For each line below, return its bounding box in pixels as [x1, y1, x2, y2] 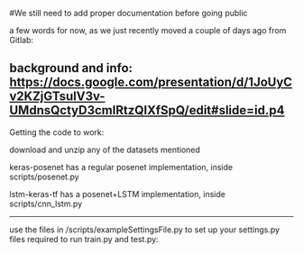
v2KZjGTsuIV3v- [9, 89, 106, 104]
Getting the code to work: [9, 126, 105, 138]
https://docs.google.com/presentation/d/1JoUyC [9, 75, 293, 90]
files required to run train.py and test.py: [9, 233, 160, 244]
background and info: [9, 60, 133, 76]
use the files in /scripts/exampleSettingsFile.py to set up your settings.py [9, 224, 280, 235]
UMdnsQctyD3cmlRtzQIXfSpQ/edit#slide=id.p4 [9, 103, 285, 118]
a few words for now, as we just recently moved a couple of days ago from [9, 25, 287, 35]
